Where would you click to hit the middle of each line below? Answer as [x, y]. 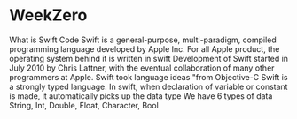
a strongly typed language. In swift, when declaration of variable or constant [148, 86]
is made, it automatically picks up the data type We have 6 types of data [141, 96]
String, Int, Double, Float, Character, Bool [84, 105]
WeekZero [48, 15]
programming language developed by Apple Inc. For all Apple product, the [145, 48]
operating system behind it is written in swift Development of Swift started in [149, 58]
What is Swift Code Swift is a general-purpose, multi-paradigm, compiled [143, 40]
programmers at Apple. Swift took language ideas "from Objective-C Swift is [148, 77]
